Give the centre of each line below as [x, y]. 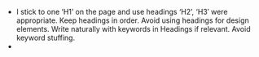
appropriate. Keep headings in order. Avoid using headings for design [133, 20]
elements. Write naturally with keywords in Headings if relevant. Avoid [133, 29]
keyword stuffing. [46, 37]
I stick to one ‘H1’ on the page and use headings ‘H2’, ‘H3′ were [122, 12]
